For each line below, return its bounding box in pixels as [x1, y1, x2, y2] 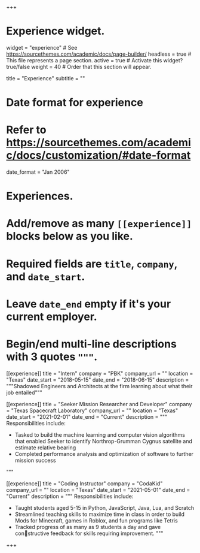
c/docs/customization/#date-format [6, 149, 191, 162]
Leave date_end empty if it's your [6, 297, 171, 310]
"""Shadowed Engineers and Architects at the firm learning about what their [6, 382, 193, 389]
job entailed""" [6, 389, 43, 396]
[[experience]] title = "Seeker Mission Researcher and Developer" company [6, 400, 192, 407]
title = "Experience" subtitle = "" [6, 74, 85, 81]
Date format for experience [6, 96, 143, 110]
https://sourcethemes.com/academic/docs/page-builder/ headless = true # [6, 50, 192, 58]
